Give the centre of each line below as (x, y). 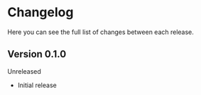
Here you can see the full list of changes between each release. (101, 32)
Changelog (40, 12)
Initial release (37, 85)
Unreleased (24, 71)
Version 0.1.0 (37, 54)
